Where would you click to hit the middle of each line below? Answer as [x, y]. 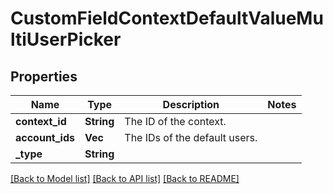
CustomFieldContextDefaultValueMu [167, 18]
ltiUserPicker [66, 39]
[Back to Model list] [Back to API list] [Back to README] [125, 178]
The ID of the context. [175, 121]
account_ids [45, 137]
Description [191, 104]
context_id [41, 121]
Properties [44, 76]
